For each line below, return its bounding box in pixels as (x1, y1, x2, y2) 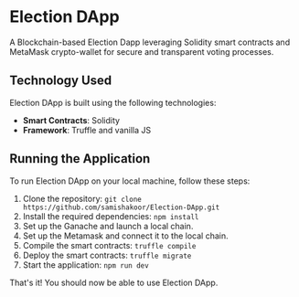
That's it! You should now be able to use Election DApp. (9, 277, 219, 288)
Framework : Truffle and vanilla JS (22, 124, 152, 135)
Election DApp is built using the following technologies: (9, 97, 217, 108)
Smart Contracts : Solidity (22, 114, 121, 125)
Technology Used (9, 73, 112, 89)
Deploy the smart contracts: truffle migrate (22, 249, 192, 260)
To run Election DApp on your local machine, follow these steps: (9, 175, 251, 186)
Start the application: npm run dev (22, 259, 149, 270)
